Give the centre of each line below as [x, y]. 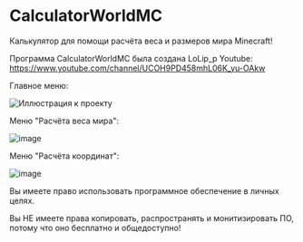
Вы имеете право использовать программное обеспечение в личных [144, 190]
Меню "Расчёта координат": [64, 156]
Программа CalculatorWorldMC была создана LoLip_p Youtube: [132, 58]
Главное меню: [39, 85]
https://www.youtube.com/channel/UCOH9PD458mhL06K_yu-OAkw [137, 68]
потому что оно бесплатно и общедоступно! [95, 227]
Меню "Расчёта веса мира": [64, 121]
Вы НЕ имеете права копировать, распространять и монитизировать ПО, [152, 218]
